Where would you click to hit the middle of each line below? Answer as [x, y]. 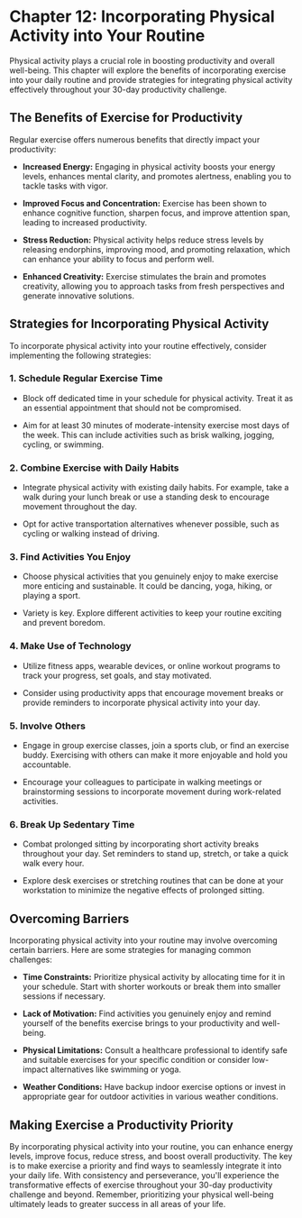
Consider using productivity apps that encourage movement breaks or [153, 692]
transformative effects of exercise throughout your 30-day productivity [141, 1185]
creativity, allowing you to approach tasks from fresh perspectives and [153, 286]
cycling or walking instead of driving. [91, 534]
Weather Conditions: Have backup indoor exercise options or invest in [154, 1087]
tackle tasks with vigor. [65, 186]
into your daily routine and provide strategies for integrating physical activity [151, 79]
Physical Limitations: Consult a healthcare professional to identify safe [155, 1050]
